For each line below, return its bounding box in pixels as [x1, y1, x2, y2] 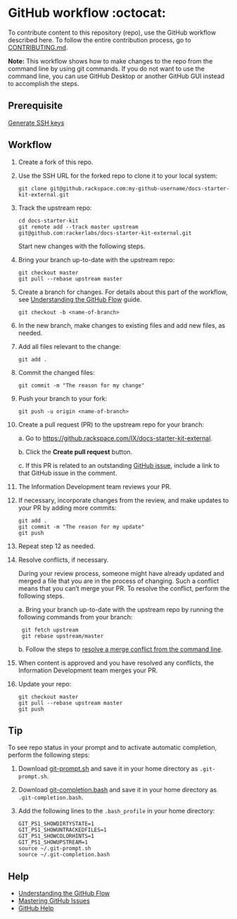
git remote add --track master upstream [18, 223, 139, 230]
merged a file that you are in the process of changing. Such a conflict [18, 576, 219, 585]
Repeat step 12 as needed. [18, 541, 96, 550]
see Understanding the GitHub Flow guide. [18, 295, 142, 304]
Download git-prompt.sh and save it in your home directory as [18, 765, 198, 773]
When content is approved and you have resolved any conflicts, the [18, 658, 214, 667]
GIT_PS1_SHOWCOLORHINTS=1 [18, 833, 94, 840]
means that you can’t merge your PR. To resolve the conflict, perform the [18, 584, 230, 593]
